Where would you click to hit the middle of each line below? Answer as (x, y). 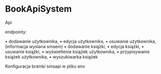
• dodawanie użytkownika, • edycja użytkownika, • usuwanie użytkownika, (81, 41)
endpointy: (16, 32)
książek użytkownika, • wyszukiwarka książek (52, 56)
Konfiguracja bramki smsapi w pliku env (45, 66)
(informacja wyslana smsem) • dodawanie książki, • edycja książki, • (75, 46)
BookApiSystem (39, 9)
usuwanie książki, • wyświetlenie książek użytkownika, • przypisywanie (77, 52)
